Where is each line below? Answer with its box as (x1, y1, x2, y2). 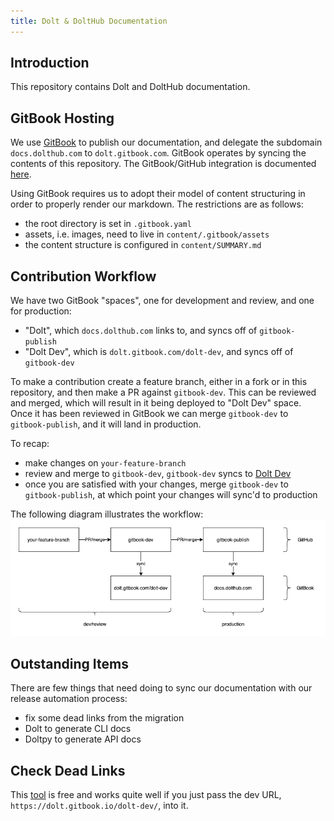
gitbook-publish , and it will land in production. (10, 418, 202, 430)
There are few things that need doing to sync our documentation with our (10, 682, 313, 694)
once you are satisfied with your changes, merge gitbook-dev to (24, 478, 289, 490)
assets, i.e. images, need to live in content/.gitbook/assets (24, 228, 270, 240)
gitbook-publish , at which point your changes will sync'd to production (24, 489, 318, 501)
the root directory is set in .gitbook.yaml (24, 218, 192, 230)
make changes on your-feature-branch (24, 457, 187, 469)
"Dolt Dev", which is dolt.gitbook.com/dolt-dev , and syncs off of (24, 346, 294, 358)
